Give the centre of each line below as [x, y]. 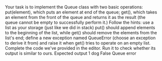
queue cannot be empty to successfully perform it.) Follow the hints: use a [79, 22]
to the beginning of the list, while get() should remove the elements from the [81, 33]
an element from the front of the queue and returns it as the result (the [75, 17]
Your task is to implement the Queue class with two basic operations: [74, 7]
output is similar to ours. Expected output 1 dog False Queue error [71, 53]
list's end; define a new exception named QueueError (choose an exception [81, 38]
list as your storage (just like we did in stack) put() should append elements [80, 28]
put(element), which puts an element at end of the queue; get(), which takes [81, 12]
